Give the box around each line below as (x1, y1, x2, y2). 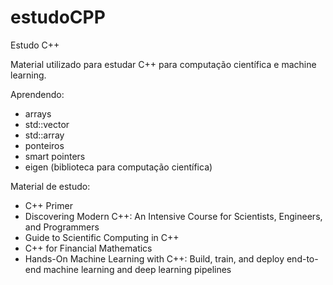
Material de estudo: (10, 180, 91, 192)
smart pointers (24, 150, 86, 162)
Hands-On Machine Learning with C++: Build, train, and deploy (24, 252, 285, 265)
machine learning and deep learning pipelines (43, 263, 232, 275)
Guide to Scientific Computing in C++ (24, 231, 180, 243)
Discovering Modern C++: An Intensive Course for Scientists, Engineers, (24, 210, 323, 222)
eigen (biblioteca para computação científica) (24, 161, 213, 173)
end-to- (286, 252, 319, 265)
